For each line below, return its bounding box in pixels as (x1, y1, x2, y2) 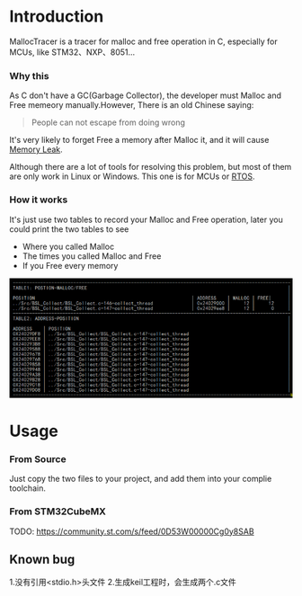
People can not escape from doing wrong (31, 117, 186, 128)
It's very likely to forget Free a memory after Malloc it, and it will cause (9, 135, 270, 146)
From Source (9, 452, 67, 465)
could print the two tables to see (9, 223, 129, 235)
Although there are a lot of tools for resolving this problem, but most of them (9, 162, 292, 173)
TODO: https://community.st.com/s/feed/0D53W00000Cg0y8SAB (9, 526, 254, 537)
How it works (9, 193, 68, 206)
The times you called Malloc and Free (22, 250, 162, 262)
